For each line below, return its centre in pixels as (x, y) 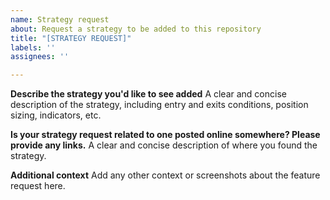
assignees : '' (40, 57)
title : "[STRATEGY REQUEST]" (71, 38)
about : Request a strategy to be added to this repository (136, 29)
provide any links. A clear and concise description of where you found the (164, 145)
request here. (38, 186)
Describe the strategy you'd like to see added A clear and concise (148, 94)
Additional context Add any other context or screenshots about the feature (165, 175)
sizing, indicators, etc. (56, 115)
